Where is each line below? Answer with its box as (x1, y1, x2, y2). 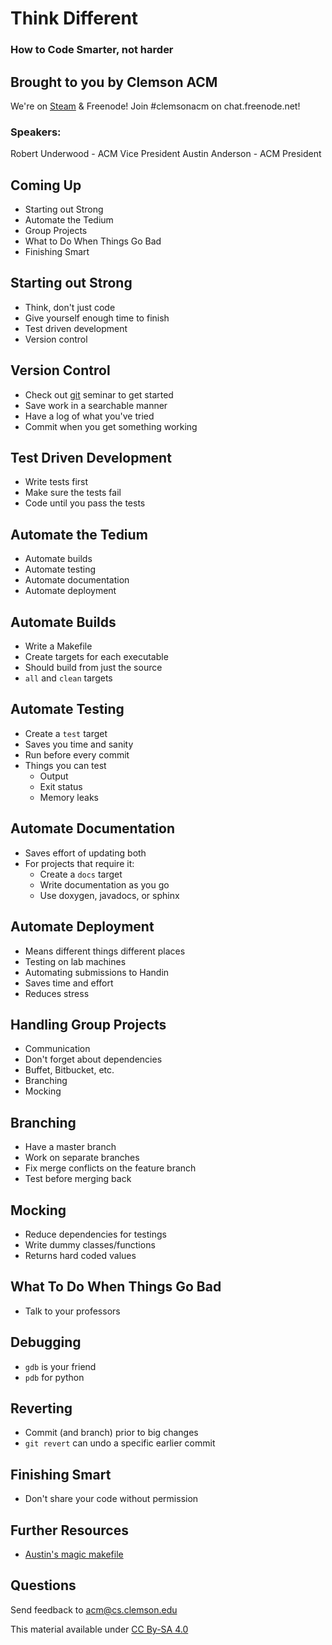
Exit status (39, 780, 83, 792)
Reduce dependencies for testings (24, 1228, 167, 1240)
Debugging (10, 1334, 82, 1351)
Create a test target (24, 727, 108, 739)
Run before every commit (24, 748, 130, 761)
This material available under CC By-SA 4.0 (10, 1623, 189, 1635)
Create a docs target (39, 868, 123, 880)
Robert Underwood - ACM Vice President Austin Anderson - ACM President (10, 148, 322, 160)
